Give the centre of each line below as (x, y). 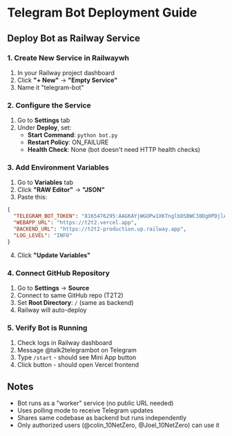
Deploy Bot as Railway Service (74, 38)
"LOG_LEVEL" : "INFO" (43, 235)
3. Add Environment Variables (58, 168)
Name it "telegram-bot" (50, 87)
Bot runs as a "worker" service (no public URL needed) (95, 403)
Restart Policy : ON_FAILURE (68, 142)
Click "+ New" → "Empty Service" (67, 80)
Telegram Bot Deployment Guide (102, 13)
